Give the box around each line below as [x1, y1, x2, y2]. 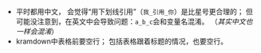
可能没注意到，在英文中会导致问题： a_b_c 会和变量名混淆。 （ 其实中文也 [15, 17, 253, 26]
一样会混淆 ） [15, 27, 58, 36]
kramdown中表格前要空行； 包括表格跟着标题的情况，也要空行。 [15, 36, 228, 46]
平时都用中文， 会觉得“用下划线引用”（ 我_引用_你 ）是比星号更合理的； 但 [15, 7, 253, 16]
